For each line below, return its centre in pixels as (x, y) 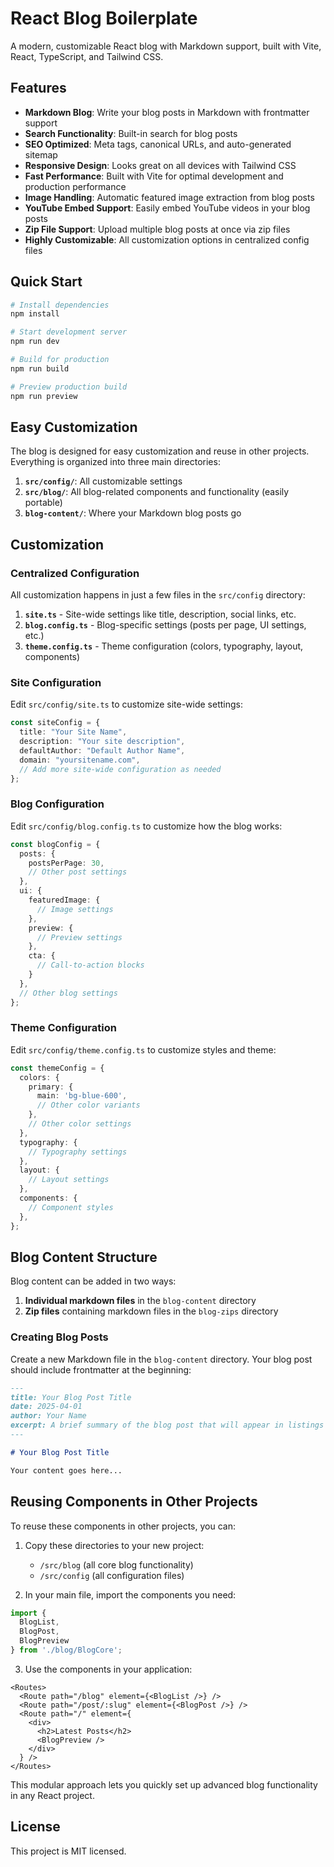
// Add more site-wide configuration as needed (120, 769)
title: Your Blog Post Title (71, 1397)
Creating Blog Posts (59, 1337)
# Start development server (69, 332)
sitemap (41, 154)
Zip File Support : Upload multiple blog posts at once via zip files (157, 229)
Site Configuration (56, 682)
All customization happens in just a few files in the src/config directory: (158, 595)
